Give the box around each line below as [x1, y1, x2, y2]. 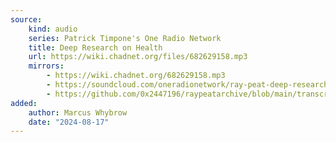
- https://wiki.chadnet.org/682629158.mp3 [46, 71, 226, 81]
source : [10, 14, 43, 25]
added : [10, 98, 38, 108]
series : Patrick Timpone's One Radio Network [28, 33, 222, 43]
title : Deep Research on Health [28, 42, 163, 53]
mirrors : [28, 61, 65, 71]
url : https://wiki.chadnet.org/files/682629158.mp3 [28, 52, 248, 62]
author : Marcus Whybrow [28, 107, 128, 118]
